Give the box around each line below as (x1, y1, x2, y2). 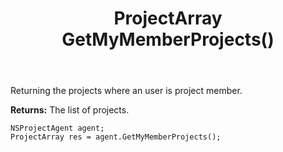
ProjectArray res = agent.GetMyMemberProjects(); (10, 132, 222, 142)
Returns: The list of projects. (10, 104, 130, 116)
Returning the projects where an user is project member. (10, 85, 243, 97)
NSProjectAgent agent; (10, 123, 105, 134)
